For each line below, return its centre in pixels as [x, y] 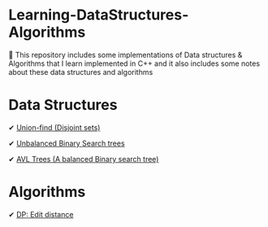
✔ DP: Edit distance [41, 214]
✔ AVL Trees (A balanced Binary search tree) [84, 159]
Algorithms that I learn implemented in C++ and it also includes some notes [134, 63]
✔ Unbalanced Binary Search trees [67, 143]
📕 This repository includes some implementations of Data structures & [125, 55]
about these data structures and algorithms [81, 72]
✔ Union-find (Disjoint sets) [54, 127]
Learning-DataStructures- [99, 15]
